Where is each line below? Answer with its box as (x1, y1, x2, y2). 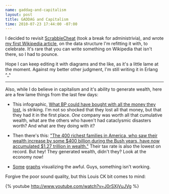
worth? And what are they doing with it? (12, 123, 95, 129)
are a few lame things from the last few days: (5, 92, 99, 98)
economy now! (12, 154, 44, 160)
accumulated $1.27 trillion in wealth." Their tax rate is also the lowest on (12, 143, 161, 149)
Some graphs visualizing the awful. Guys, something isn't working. (12, 164, 151, 170)
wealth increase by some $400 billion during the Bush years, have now (12, 138, 160, 144)
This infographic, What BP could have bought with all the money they (12, 101, 156, 107)
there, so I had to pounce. (5, 51, 59, 57)
